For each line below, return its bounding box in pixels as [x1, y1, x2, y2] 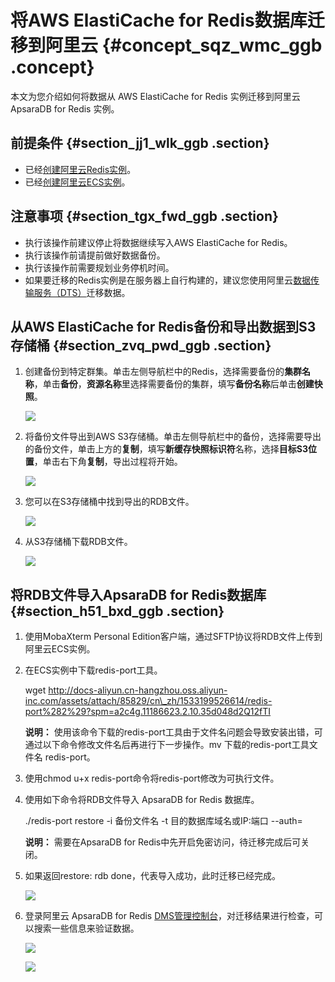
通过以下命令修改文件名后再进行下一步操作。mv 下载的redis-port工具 [24, 739, 310, 751]
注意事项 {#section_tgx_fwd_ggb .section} [10, 208, 279, 225]
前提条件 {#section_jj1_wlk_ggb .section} [10, 135, 270, 152]
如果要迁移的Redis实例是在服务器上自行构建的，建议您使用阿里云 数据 [24, 274, 312, 286]
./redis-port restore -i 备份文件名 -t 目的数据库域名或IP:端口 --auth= [24, 815, 303, 827]
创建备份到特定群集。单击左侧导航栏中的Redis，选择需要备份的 [24, 366, 285, 378]
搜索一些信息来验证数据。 [33, 922, 140, 935]
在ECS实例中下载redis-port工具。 [24, 664, 163, 676]
